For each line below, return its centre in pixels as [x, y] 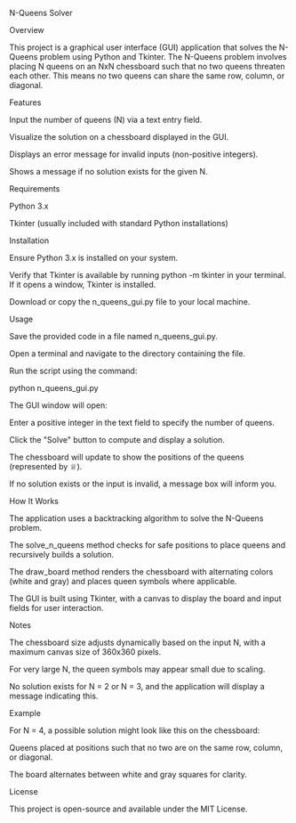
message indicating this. [54, 696]
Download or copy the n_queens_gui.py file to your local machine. [130, 301]
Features [25, 102]
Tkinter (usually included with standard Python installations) [119, 223]
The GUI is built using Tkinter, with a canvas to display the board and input [145, 599]
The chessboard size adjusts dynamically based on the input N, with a [138, 642]
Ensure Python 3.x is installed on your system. [94, 258]
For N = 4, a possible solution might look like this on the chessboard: [135, 730]
